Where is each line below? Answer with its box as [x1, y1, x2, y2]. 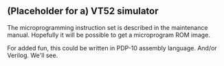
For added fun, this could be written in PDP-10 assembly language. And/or [7, 44, 218, 52]
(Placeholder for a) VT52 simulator [7, 5, 159, 17]
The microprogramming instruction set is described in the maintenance [7, 23, 208, 31]
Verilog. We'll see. [7, 51, 58, 59]
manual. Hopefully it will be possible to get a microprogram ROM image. [7, 31, 211, 39]
